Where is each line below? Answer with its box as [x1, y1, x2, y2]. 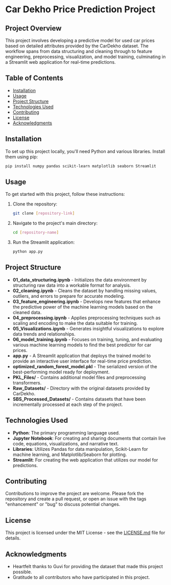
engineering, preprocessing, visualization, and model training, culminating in [5, 54, 166, 60]
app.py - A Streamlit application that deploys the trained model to [12, 352, 151, 359]
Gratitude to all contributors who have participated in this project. [12, 574, 150, 580]
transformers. [12, 379, 42, 386]
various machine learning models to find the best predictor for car [12, 342, 152, 348]
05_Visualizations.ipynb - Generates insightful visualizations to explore [12, 325, 164, 332]
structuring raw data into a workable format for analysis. [12, 282, 131, 288]
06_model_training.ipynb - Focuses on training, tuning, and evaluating [12, 336, 162, 342]
